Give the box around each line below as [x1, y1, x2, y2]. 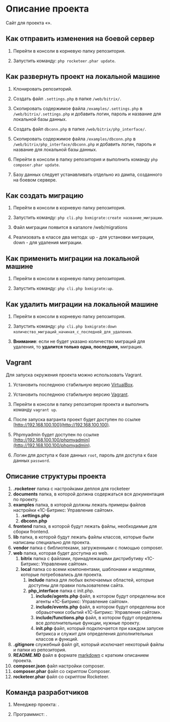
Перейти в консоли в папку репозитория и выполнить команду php [13, 156, 158, 162]
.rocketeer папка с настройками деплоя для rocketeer [13, 485, 131, 491]
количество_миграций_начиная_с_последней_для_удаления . [13, 329, 133, 334]
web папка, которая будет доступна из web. [13, 550, 109, 556]
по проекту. [13, 496, 39, 502]
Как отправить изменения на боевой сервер [6, 34, 155, 43]
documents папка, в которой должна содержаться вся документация [13, 491, 164, 497]
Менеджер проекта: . [13, 701, 60, 708]
